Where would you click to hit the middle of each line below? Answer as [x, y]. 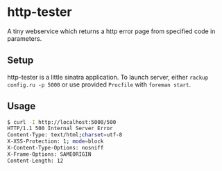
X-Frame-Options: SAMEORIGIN [49, 154]
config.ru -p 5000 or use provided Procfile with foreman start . [99, 84]
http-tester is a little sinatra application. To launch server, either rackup [108, 77]
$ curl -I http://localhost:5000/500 [62, 122]
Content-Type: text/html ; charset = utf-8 [65, 135]
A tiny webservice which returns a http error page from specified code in [111, 31]
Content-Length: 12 [35, 161]
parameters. [25, 38]
